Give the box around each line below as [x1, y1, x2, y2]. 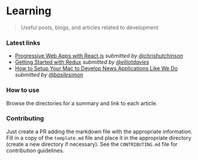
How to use [6, 86, 40, 95]
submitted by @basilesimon [14, 71, 83, 79]
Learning [6, 4, 52, 18]
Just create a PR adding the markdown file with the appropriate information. [6, 128, 193, 135]
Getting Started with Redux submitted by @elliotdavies [14, 58, 149, 66]
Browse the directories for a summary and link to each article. [6, 99, 158, 106]
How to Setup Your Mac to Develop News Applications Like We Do [14, 65, 178, 72]
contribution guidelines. [6, 147, 64, 154]
